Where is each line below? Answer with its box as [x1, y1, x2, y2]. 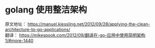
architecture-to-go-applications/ [5, 26, 71, 32]
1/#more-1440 [5, 37, 34, 43]
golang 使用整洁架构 [5, 4, 87, 15]
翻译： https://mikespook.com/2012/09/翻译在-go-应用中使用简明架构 [5, 32, 145, 38]
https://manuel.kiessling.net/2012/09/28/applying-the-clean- [27, 21, 150, 27]
